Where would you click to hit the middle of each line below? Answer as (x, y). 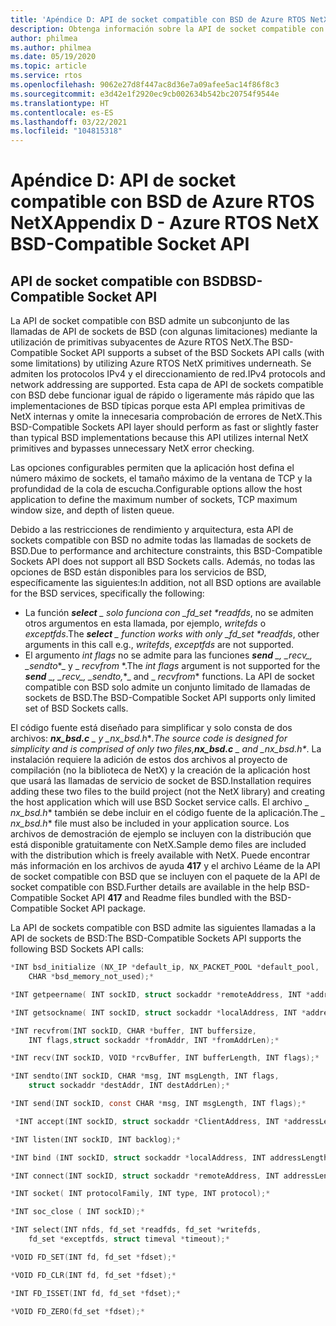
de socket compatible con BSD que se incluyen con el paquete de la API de (165, 877)
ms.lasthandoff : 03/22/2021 (69, 122)
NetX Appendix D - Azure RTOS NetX (165, 223)
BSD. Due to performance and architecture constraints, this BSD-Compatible (166, 551)
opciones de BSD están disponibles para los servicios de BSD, (138, 572)
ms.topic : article (48, 66)
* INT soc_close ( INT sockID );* (77, 1212)
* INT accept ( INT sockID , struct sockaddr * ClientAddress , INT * (151, 1121)
